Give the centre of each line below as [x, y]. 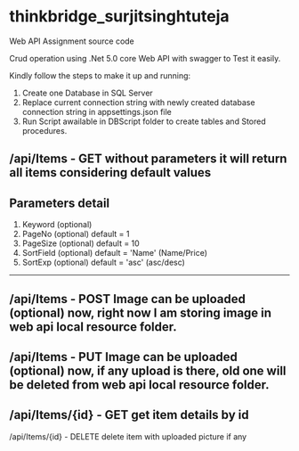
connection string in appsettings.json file [97, 111]
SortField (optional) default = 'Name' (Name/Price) [114, 253]
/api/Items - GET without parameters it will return [148, 159]
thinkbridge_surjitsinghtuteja [119, 16]
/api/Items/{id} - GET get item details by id [129, 415]
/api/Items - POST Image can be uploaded [128, 299]
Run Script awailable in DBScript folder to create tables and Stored [144, 121]
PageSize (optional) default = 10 [81, 243]
